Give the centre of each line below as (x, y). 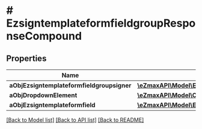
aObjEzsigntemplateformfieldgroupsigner (70, 85)
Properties (26, 58)
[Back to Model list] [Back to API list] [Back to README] (75, 120)
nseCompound (44, 36)
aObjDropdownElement (43, 95)
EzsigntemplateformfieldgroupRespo (101, 23)
